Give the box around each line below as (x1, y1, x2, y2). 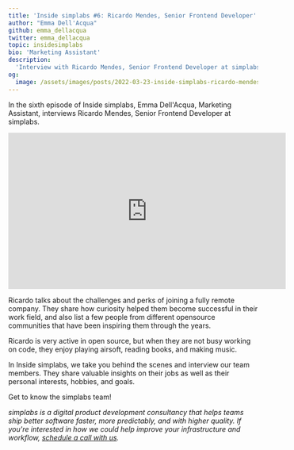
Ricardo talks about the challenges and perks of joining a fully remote (8, 295, 235, 305)
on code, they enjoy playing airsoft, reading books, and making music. (8, 344, 238, 354)
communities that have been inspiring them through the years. (8, 321, 212, 330)
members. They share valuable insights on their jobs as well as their (8, 368, 230, 378)
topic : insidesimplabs (8, 41, 83, 49)
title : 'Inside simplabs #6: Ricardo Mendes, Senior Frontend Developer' (8, 11, 258, 20)
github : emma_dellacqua (8, 26, 87, 34)
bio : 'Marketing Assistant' (8, 48, 101, 56)
